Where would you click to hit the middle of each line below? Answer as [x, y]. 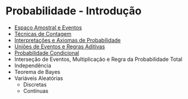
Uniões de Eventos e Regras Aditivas [59, 47]
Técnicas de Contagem [43, 33]
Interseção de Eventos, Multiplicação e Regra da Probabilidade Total [98, 59]
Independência [33, 65]
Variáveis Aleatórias [38, 78]
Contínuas [36, 91]
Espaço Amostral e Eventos [48, 27]
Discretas [35, 84]
